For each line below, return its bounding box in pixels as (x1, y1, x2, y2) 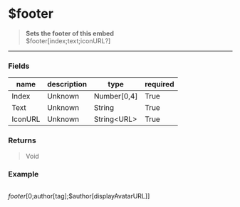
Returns (8, 135, 36, 145)
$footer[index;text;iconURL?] (25, 36, 111, 45)
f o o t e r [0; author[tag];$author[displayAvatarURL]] (8, 191, 150, 200)
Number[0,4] (93, 91, 138, 101)
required (144, 79, 174, 89)
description (46, 79, 88, 89)
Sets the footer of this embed (25, 29, 115, 38)
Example (8, 169, 39, 179)
